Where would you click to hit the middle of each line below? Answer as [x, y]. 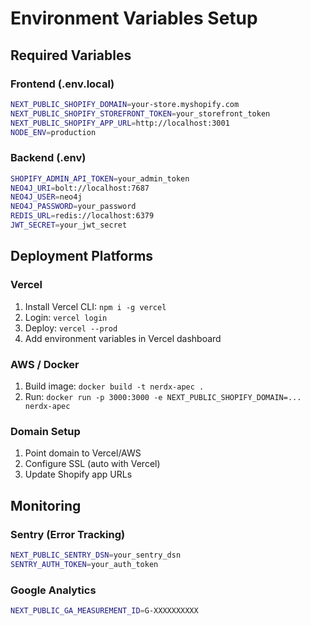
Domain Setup [45, 431]
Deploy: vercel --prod [71, 328]
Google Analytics [53, 590]
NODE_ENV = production [53, 132]
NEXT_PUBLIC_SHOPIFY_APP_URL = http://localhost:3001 [120, 123]
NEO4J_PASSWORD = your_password [73, 207]
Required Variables [71, 55]
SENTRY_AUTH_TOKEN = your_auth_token [84, 564]
